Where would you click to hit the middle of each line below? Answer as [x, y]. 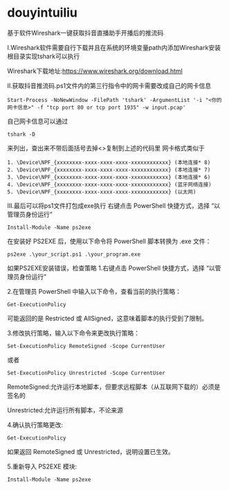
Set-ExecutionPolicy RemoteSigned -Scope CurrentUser [86, 346]
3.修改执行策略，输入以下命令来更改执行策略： [74, 333]
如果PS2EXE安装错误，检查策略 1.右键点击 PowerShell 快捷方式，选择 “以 [111, 268]
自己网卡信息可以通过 [37, 121]
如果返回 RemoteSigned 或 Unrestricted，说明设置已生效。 [91, 451]
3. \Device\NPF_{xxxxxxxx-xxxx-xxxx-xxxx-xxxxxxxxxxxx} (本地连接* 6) [109, 177]
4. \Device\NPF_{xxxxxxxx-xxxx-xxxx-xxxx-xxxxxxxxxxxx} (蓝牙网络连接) [110, 184]
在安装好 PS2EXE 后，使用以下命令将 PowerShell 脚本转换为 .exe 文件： [109, 241]
